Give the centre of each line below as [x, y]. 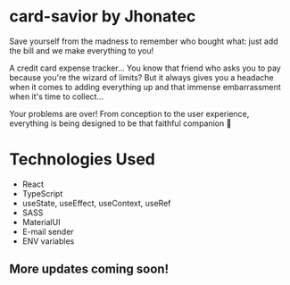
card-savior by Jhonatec [103, 17]
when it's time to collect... [57, 96]
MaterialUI [41, 222]
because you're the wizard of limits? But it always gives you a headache [141, 77]
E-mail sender [48, 231]
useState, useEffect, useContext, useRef [96, 203]
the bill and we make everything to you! [82, 50]
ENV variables [48, 241]
